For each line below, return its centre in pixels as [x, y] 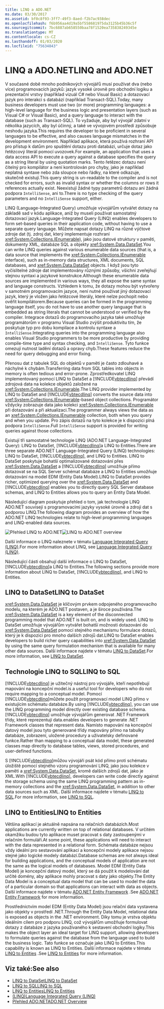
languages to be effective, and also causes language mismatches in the [77, 136]
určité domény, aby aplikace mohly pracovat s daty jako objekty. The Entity [80, 876]
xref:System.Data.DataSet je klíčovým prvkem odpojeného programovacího [81, 604]
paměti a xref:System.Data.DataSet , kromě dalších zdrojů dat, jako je [74, 771]
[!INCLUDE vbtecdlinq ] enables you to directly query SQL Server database [80, 487]
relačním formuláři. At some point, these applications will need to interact [78, 840]
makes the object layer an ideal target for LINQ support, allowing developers [82, 933]
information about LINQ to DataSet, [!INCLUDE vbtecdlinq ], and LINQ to [76, 572]
